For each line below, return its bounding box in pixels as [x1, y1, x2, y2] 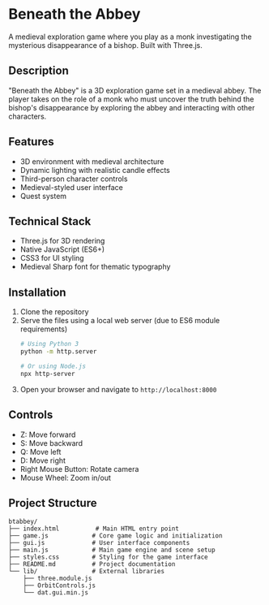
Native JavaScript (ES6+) [19, 244, 105, 254]
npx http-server [19, 369, 75, 378]
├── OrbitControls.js [23, 581, 96, 590]
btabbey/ [8, 517, 38, 526]
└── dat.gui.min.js [23, 589, 89, 597]
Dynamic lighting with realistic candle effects [19, 165, 170, 175]
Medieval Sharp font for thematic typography [19, 261, 171, 272]
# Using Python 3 [19, 340, 79, 348]
